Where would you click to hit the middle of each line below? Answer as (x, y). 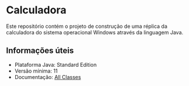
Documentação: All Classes (48, 77)
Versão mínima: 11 (36, 71)
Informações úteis (40, 51)
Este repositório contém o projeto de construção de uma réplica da (87, 26)
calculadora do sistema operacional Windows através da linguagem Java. (95, 32)
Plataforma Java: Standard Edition (56, 64)
